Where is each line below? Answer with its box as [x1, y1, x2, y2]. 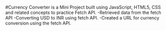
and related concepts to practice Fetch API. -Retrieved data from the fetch [5, 9, 162, 15]
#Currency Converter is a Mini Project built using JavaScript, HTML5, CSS [5, 4, 161, 10]
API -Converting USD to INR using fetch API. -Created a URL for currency [5, 15, 159, 20]
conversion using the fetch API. [5, 20, 72, 26]
